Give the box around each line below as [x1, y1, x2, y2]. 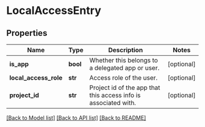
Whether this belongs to [89, 56, 159, 64]
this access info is [89, 91, 141, 99]
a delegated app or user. [89, 64, 160, 72]
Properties [6, 28, 48, 38]
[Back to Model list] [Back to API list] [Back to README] [6, 114, 146, 122]
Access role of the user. [89, 74, 158, 82]
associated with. [89, 98, 136, 107]
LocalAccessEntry [6, 4, 102, 18]
